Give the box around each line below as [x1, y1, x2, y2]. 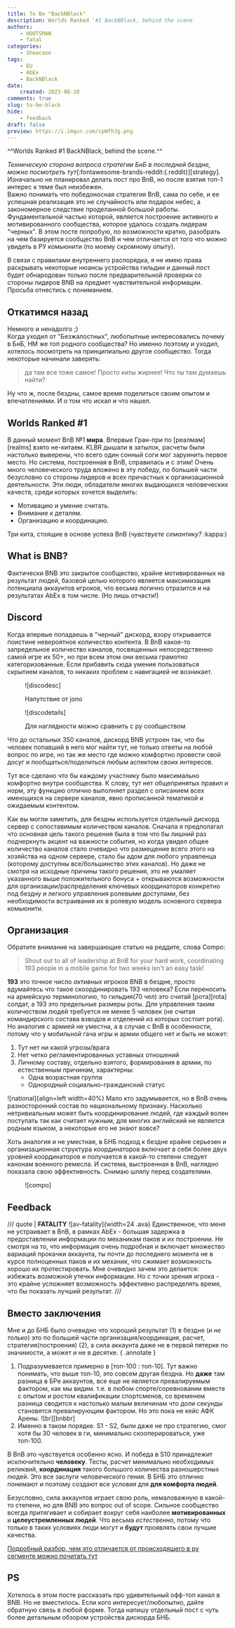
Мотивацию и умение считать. [17, 502, 110, 509]
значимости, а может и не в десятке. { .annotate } [7, 1348, 156, 1357]
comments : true [7, 95, 52, 102]
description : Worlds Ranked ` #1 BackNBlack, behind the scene [7, 17, 193, 24]
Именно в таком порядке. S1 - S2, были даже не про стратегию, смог [17, 1422, 227, 1430]
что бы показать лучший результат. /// [7, 1287, 121, 1296]
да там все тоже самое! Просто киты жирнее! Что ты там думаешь [24, 368, 227, 377]
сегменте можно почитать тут [7, 1552, 98, 1561]
